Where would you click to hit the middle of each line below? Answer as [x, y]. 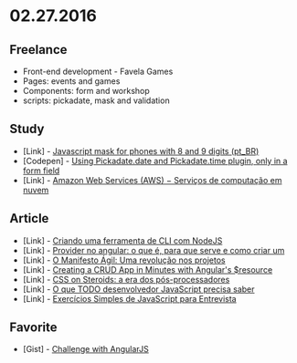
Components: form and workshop [86, 91]
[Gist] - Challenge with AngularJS [85, 349]
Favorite [33, 328]
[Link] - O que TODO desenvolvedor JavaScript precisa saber [138, 289]
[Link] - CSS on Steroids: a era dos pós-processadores [126, 279]
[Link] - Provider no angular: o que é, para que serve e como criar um [154, 250]
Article [29, 218]
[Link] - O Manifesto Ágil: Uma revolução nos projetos [124, 260]
